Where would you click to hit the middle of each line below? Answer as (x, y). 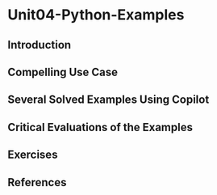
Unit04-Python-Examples (96, 15)
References (37, 182)
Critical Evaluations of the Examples (100, 127)
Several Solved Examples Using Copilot (108, 100)
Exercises (33, 155)
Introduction (40, 45)
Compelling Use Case (63, 72)
